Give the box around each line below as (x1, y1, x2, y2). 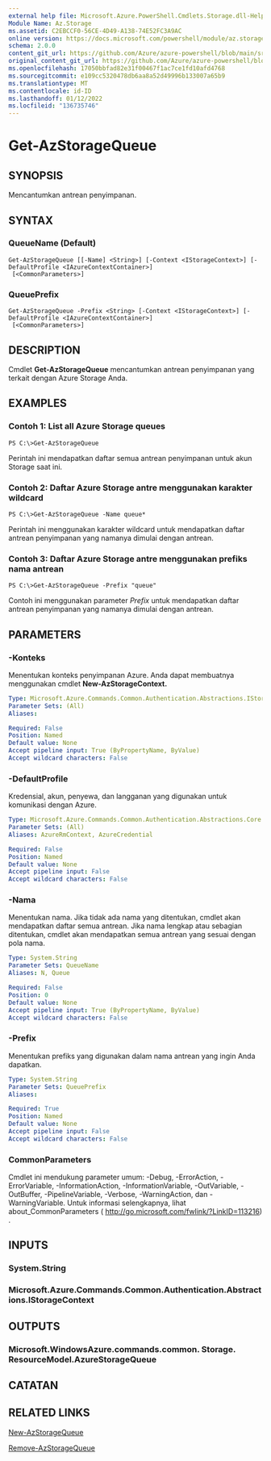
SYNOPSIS (8, 169, 64, 182)
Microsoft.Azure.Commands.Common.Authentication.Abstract (8, 1284, 262, 1296)
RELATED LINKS (8, 1406, 90, 1420)
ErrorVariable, (8, 1181, 55, 1191)
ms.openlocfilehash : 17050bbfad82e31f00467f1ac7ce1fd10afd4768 (8, 65, 226, 73)
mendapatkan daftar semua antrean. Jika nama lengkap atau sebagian (8, 921, 243, 931)
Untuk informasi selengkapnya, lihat (67, 1198, 187, 1208)
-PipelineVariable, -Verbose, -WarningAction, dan (44, 1190, 208, 1199)
